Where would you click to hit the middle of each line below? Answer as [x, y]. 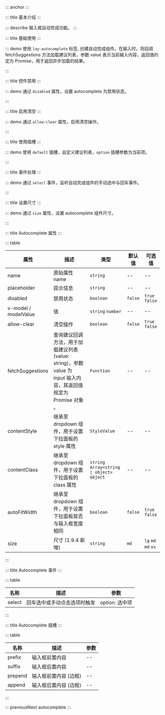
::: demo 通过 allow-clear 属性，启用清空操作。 [53, 122]
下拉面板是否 [68, 516]
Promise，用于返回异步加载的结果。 [51, 61]
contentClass [23, 470]
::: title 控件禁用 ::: [23, 81]
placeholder [21, 288]
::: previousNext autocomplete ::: [38, 707]
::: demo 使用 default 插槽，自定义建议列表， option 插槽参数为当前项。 [77, 152]
